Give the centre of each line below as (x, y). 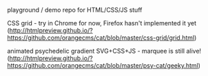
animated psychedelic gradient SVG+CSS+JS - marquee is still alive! (104, 51)
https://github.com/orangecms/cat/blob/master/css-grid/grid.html (101, 38)
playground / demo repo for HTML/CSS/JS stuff (75, 10)
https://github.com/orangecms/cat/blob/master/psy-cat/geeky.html (103, 65)
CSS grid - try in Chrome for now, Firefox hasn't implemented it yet (102, 23)
